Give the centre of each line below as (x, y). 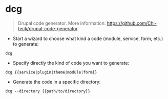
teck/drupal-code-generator (48, 28)
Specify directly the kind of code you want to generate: (71, 63)
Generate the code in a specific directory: (57, 82)
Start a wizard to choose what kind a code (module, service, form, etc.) (88, 38)
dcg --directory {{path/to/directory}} (48, 91)
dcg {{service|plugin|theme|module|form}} (51, 72)
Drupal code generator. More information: (62, 23)
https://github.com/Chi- (132, 23)
